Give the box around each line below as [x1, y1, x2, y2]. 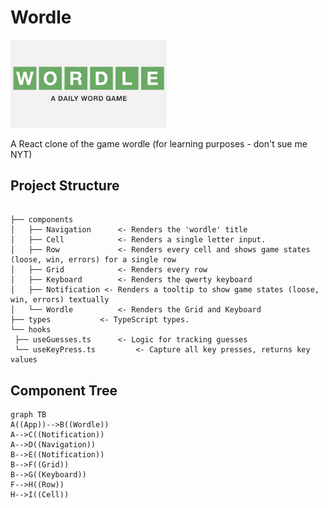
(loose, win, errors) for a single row [10, 255, 177, 265]
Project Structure [10, 177, 120, 194]
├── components [10, 215, 74, 225]
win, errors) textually [10, 295, 110, 305]
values [10, 355, 38, 365]
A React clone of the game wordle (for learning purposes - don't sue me [10, 137, 308, 150]
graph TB [10, 410, 47, 420]
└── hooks [10, 325, 52, 335]
